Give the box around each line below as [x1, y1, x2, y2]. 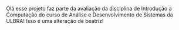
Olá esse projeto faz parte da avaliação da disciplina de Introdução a [6, 5, 172, 12]
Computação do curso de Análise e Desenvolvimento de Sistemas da [6, 11, 173, 18]
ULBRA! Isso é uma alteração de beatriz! [6, 18, 104, 24]
